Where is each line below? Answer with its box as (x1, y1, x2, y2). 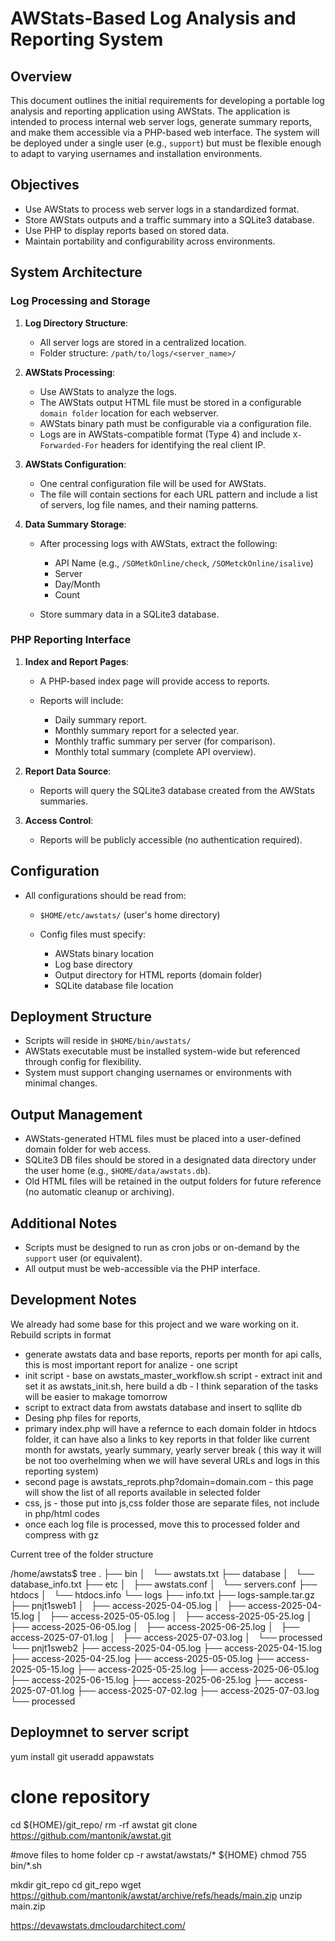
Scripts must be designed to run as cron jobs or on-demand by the (24, 1242, 300, 1254)
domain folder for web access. (24, 1143, 152, 1156)
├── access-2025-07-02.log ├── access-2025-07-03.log (76, 1684, 320, 1696)
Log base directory (54, 958, 133, 970)
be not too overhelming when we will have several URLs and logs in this (24, 1454, 320, 1466)
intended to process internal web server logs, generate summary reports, (10, 116, 313, 127)
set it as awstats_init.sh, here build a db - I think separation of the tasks (24, 1380, 319, 1392)
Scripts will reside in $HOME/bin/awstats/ (24, 1035, 192, 1047)
